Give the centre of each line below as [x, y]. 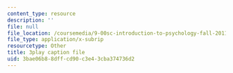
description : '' [31, 20]
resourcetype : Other [37, 46]
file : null [23, 26]
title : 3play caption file [46, 53]
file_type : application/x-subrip [55, 40]
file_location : [29, 33]
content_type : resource [42, 14]
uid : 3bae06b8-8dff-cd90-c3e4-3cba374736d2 [71, 59]
